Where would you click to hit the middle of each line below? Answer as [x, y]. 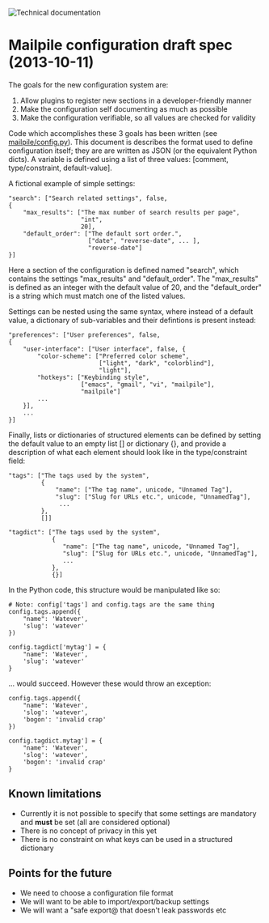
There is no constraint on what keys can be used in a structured [126, 839]
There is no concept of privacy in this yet [88, 831]
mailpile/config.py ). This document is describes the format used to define [130, 142]
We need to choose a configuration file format [97, 893]
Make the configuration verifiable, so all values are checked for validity [138, 117]
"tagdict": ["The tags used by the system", [84, 532]
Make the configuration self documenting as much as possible [124, 108]
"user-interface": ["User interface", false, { [104, 349]
